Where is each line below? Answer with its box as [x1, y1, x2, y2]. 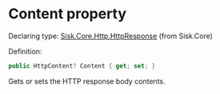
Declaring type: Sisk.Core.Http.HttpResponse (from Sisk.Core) [8, 31, 214, 41]
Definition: [8, 46, 42, 56]
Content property [8, 5, 126, 23]
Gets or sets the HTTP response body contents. [8, 76, 166, 86]
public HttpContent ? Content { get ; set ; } [8, 61, 156, 70]
